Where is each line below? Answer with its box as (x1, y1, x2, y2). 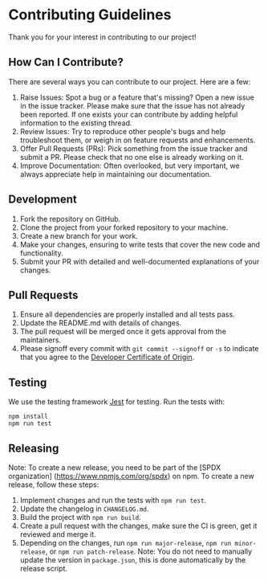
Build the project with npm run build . (19, 513, 142, 522)
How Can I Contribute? (8, 55, 124, 69)
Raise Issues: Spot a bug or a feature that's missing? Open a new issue (19, 92, 255, 102)
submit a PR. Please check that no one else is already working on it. (19, 152, 244, 162)
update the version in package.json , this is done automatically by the (19, 555, 246, 564)
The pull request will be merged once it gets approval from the (19, 327, 227, 337)
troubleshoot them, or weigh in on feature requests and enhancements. (19, 135, 256, 145)
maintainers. (19, 335, 62, 345)
